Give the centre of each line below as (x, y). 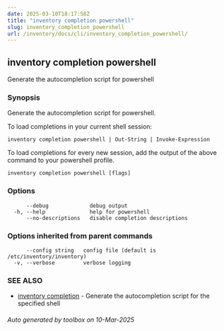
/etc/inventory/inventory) (47, 256)
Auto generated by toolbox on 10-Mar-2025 (71, 320)
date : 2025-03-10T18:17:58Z (49, 14)
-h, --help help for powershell (82, 212)
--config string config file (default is (91, 250)
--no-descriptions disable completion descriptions (107, 218)
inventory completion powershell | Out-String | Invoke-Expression (109, 140)
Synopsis (24, 98)
